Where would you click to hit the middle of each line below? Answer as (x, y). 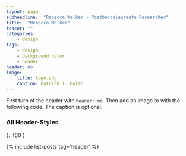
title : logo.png (37, 78)
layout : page (22, 12)
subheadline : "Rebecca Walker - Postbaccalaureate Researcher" (87, 17)
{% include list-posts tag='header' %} (53, 147)
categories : (21, 34)
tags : (13, 45)
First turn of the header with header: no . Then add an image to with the (93, 101)
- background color (41, 56)
